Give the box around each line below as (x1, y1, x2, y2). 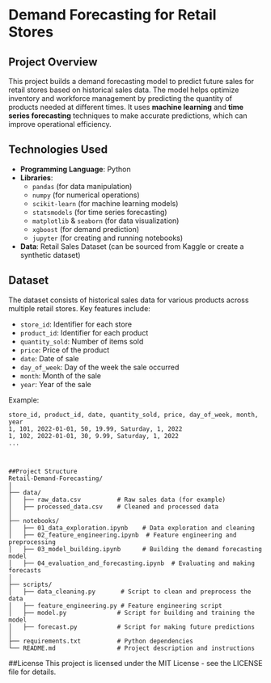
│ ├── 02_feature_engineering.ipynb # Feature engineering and (8, 531, 237, 539)
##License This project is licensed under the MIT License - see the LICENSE (8, 658, 263, 668)
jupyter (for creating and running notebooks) (32, 233, 184, 242)
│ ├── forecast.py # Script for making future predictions (8, 622, 255, 631)
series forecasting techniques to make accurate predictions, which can (8, 111, 248, 120)
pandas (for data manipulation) (32, 181, 133, 191)
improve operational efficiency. (8, 120, 112, 129)
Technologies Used (8, 143, 108, 157)
